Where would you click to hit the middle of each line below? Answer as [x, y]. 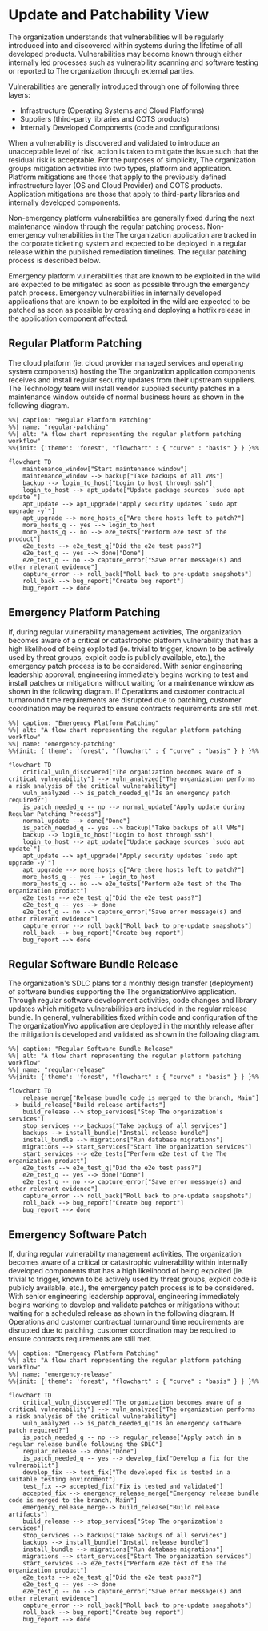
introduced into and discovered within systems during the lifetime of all [125, 45]
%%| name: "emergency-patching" [62, 744]
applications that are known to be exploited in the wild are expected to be [129, 301]
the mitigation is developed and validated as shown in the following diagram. [134, 1034]
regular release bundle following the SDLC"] [85, 1445]
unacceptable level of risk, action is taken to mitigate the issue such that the [133, 151]
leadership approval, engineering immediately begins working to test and [128, 674]
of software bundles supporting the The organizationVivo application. [123, 992]
